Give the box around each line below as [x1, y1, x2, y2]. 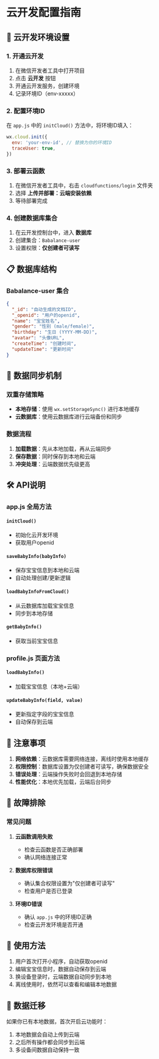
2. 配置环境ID [6, 107, 45, 115]
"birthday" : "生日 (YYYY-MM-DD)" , [12, 329, 97, 336]
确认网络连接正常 [24, 853, 68, 861]
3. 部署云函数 [6, 167, 45, 175]
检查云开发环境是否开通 [24, 921, 83, 928]
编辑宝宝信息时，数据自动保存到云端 [15, 965, 107, 973]
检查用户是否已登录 [24, 887, 73, 894]
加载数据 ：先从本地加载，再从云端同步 [15, 445, 111, 452]
